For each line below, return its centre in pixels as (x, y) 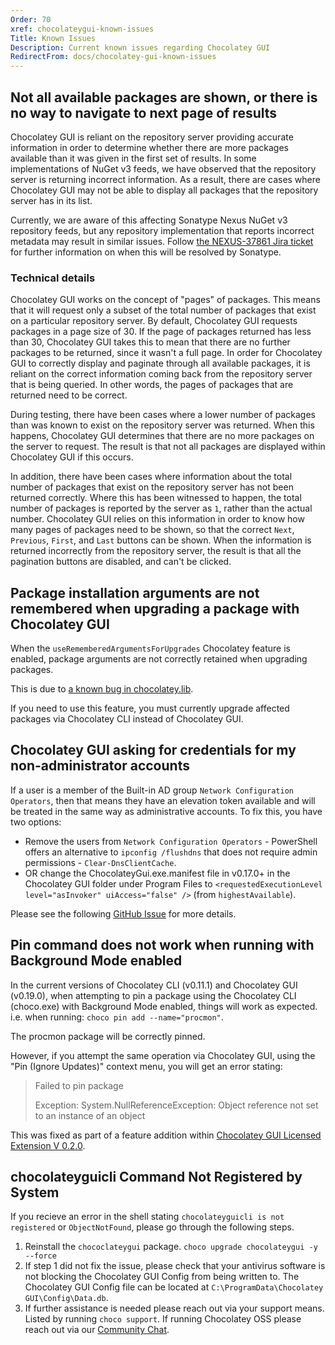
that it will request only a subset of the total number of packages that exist (163, 310)
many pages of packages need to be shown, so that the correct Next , (152, 530)
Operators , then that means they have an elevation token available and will (163, 800)
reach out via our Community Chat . (97, 1330)
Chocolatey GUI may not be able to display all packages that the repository (164, 190)
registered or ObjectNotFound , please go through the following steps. (152, 1227)
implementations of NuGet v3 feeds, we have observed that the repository (163, 168)
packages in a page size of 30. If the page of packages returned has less (161, 332)
